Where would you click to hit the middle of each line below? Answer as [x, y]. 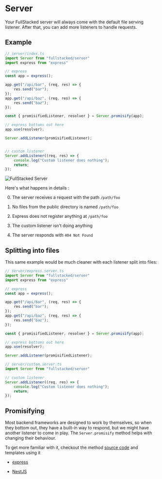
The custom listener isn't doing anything [52, 226]
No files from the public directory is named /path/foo [65, 207]
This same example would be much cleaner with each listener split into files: [81, 262]
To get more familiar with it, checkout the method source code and [72, 447]
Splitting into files [32, 250]
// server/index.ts [25, 53]
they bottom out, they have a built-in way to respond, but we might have [77, 428]
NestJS [19, 472]
